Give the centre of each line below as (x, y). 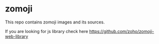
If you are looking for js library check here (47, 31)
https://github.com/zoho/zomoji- (122, 31)
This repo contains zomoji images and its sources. (55, 22)
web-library (17, 36)
